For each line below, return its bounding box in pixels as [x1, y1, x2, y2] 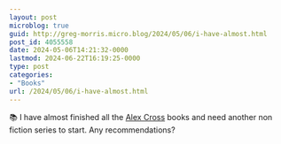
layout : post [9, 12, 58, 22]
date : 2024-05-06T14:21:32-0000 [9, 46, 129, 55]
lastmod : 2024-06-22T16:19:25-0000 [9, 54, 141, 63]
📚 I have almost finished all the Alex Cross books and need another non [9, 111, 273, 122]
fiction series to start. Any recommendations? [9, 125, 176, 135]
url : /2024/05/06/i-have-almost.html [9, 87, 149, 95]
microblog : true [9, 21, 69, 30]
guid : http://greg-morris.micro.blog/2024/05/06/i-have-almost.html [9, 29, 268, 38]
